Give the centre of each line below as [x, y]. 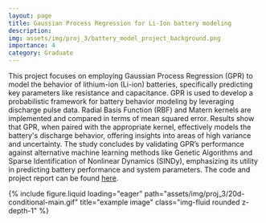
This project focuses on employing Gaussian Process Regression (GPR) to [131, 76]
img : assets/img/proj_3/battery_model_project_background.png [115, 38]
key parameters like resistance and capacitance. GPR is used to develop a [131, 93]
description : [30, 30]
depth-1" [23, 211]
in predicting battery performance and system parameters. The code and [129, 170]
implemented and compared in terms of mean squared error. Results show [131, 118]
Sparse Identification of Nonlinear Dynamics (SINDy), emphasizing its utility [133, 161]
